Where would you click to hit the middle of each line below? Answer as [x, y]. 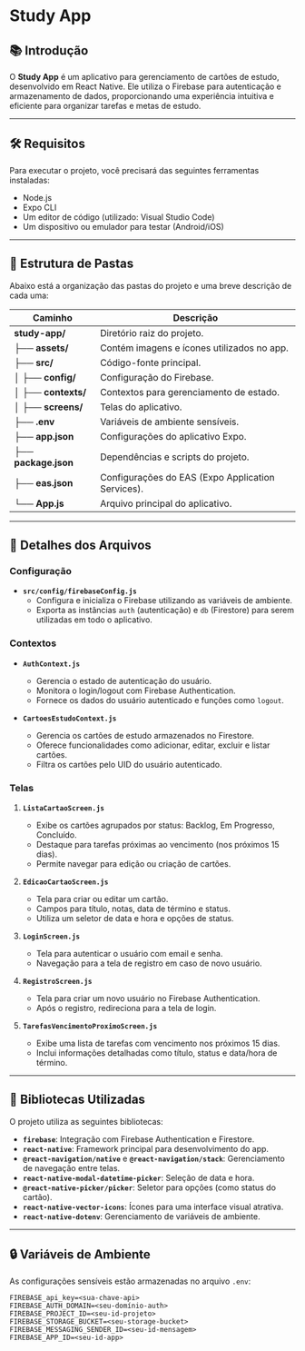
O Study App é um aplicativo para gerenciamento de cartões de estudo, [144, 77]
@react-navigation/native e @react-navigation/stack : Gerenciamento [154, 1158]
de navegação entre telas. [71, 1167]
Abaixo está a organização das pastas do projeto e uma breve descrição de [151, 285]
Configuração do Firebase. [157, 377]
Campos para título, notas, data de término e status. [133, 909]
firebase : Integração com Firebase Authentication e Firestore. [138, 1139]
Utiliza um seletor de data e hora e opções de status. [135, 918]
